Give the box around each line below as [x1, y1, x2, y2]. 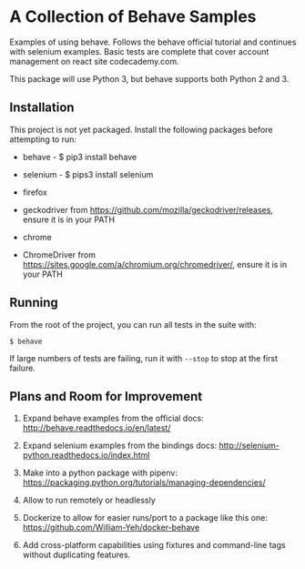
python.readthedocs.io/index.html [22, 450, 150, 461]
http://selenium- [219, 440, 280, 452]
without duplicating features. [22, 549, 131, 561]
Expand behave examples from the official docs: [22, 412, 204, 424]
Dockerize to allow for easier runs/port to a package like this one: [22, 513, 269, 523]
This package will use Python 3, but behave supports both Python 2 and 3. [9, 73, 290, 84]
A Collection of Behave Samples [9, 6, 257, 27]
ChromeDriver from [22, 249, 96, 260]
